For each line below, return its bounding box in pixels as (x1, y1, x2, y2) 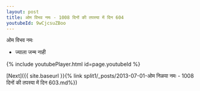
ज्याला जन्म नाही (15, 49, 47, 56)
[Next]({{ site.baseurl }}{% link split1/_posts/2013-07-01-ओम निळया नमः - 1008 (6, 72, 195, 80)
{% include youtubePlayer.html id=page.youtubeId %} (6, 61, 141, 68)
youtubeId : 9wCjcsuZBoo (6, 20, 66, 26)
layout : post (6, 8, 39, 15)
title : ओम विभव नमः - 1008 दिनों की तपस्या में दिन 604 (6, 14, 124, 20)
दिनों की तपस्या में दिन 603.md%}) (6, 79, 77, 86)
